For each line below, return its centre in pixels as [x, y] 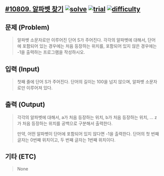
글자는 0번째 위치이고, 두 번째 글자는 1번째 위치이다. [66, 140]
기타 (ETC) [21, 157]
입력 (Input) [23, 69]
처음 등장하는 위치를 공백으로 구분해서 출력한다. [67, 123]
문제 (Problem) [27, 27]
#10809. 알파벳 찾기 [34, 9]
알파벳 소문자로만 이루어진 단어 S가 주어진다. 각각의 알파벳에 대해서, [82, 40]
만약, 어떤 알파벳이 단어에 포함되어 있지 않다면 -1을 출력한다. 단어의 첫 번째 [88, 134]
